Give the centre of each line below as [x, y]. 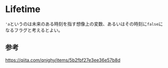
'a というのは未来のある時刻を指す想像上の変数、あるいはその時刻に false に [84, 24]
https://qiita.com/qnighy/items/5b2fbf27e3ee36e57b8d [63, 60]
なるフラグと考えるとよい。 [34, 30]
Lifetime [23, 9]
